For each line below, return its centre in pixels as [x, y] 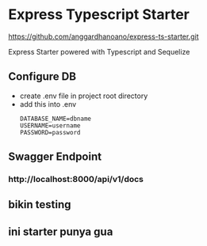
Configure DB [42, 77]
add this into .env [48, 104]
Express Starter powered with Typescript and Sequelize [99, 51]
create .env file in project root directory [84, 96]
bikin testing [40, 204]
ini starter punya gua [61, 231]
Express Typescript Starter [99, 15]
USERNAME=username [50, 125]
